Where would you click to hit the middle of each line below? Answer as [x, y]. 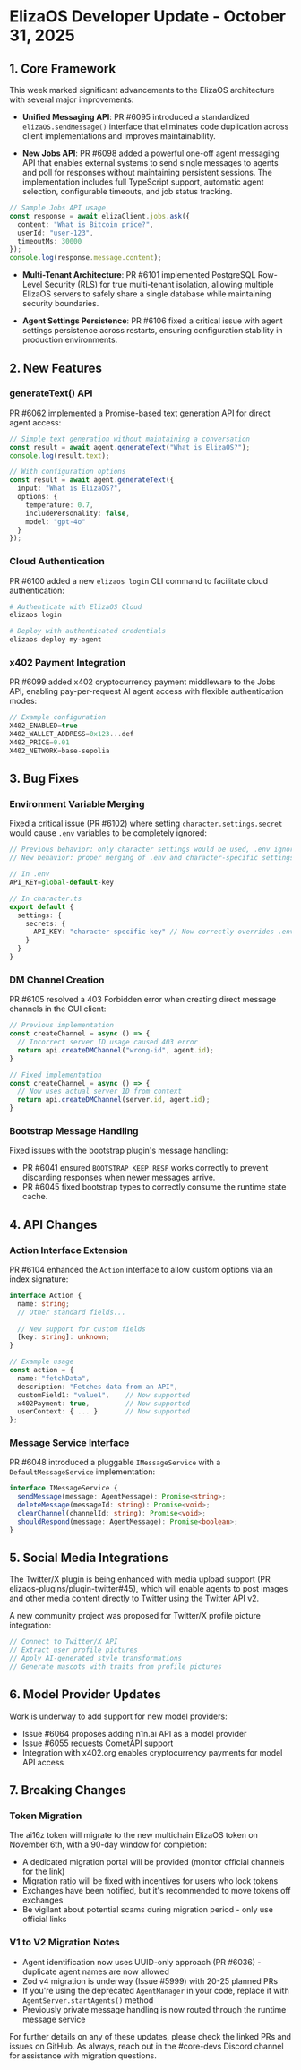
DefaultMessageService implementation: [82, 1472]
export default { [42, 906]
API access [43, 1762]
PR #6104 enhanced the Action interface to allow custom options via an [141, 1270]
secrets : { [46, 923]
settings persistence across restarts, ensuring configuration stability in [153, 331]
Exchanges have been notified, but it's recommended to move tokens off [156, 1891]
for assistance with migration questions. [83, 2055]
